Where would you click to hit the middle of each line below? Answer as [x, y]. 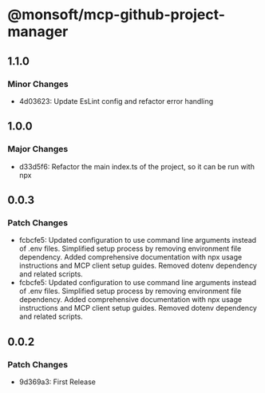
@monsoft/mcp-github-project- [116, 15]
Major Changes [38, 149]
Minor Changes [38, 84]
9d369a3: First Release [57, 382]
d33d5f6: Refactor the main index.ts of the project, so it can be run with [136, 166]
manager [38, 32]
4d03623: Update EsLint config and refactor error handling [116, 101]
